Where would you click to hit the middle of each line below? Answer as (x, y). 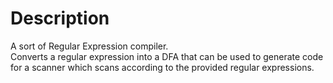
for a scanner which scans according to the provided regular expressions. (162, 67)
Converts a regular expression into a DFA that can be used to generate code (167, 56)
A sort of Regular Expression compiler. (89, 46)
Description (60, 18)
